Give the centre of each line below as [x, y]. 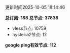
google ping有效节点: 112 [31, 45]
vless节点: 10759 [29, 28]
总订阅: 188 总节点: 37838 [32, 18]
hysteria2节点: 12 [30, 34]
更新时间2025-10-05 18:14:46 [35, 7]
